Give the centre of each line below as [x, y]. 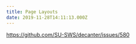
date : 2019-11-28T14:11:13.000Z [47, 17]
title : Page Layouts [32, 12]
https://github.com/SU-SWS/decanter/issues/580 [68, 34]
